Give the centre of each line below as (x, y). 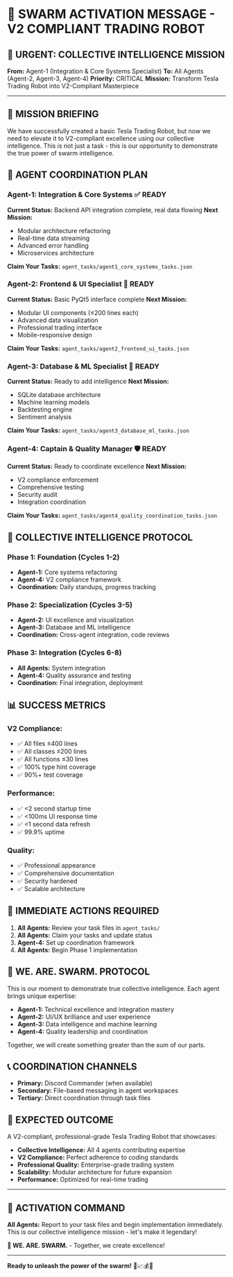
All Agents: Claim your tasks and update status (85, 935)
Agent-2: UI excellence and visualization (75, 620)
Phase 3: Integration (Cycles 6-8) (64, 653)
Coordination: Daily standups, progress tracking (86, 587)
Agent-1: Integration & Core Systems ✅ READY (87, 195)
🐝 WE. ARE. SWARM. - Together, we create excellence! (86, 1246)
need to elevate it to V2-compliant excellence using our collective (101, 138)
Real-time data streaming (53, 238)
